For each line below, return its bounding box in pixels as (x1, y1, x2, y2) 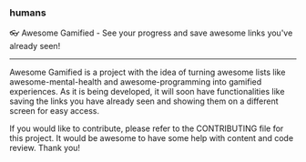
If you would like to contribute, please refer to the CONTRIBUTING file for (9, 123, 284, 134)
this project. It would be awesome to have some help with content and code (9, 133, 294, 144)
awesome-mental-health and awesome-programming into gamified (9, 76, 262, 87)
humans (9, 6, 47, 19)
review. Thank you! (9, 143, 80, 154)
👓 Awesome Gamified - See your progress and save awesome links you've (9, 27, 293, 38)
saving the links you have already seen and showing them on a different (9, 96, 280, 106)
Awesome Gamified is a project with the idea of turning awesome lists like (9, 66, 286, 78)
